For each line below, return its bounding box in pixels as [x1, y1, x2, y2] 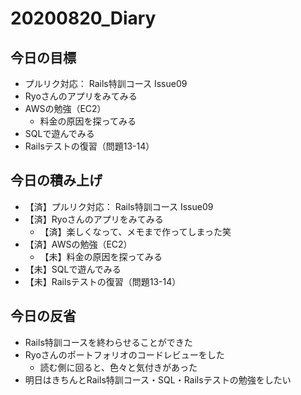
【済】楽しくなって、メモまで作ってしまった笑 [39, 225, 232, 237]
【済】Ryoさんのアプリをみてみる [24, 213, 164, 225]
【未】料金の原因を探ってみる [39, 250, 163, 262]
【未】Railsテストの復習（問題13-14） [24, 275, 182, 287]
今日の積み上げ [10, 172, 103, 189]
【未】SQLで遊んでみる [24, 263, 122, 275]
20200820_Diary [10, 7, 157, 30]
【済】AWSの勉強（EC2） [24, 238, 133, 250]
